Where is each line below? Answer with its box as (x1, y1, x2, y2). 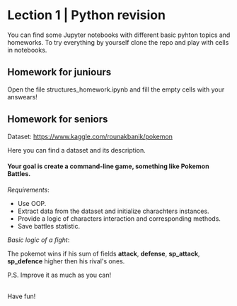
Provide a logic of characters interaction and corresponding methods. (17, 214, 221, 223)
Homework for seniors (7, 114, 108, 126)
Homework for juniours (7, 66, 112, 78)
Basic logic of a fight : (7, 235, 70, 244)
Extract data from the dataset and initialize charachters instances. (17, 207, 210, 215)
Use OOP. (17, 199, 47, 207)
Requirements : (7, 185, 50, 194)
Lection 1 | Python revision (7, 7, 166, 23)
